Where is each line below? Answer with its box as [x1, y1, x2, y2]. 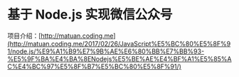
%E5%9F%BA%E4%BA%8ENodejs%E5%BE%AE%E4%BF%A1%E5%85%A [7, 54, 232, 63]
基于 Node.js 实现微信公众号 [7, 6, 173, 23]
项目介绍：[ [7, 31, 41, 40]
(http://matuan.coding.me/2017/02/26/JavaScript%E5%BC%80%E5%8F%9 [7, 39, 231, 48]
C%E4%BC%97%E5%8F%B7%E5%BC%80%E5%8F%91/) [7, 62, 181, 71]
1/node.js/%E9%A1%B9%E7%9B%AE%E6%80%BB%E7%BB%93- [7, 47, 205, 56]
